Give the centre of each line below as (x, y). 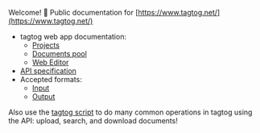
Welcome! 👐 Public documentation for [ (73, 12)
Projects (46, 45)
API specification (48, 71)
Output (43, 96)
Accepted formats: (51, 79)
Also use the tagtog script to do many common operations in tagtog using (130, 112)
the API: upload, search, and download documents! (93, 121)
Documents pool (59, 54)
